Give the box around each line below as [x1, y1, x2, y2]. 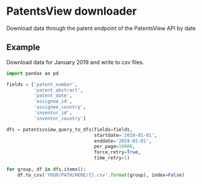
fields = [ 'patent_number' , [6, 81, 78, 87]
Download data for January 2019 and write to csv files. [6, 58, 144, 65]
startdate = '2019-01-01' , [94, 132, 157, 138]
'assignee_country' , [33, 104, 86, 111]
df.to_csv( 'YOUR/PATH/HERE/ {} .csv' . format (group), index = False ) [17, 172, 185, 178]
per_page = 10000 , [94, 144, 136, 150]
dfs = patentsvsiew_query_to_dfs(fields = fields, [6, 127, 133, 133]
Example [6, 42, 40, 53]
